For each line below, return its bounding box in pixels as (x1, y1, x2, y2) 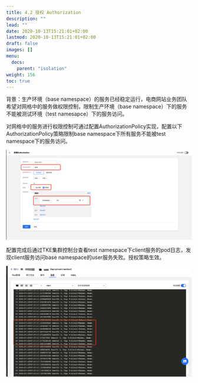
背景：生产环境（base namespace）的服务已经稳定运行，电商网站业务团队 (6, 96, 187, 103)
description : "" (6, 15, 46, 22)
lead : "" (6, 22, 28, 28)
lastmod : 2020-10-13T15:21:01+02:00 (6, 34, 96, 41)
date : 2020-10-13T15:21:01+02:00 (6, 28, 88, 34)
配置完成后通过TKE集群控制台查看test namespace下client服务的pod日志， (6, 247, 186, 254)
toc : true (6, 78, 31, 84)
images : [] (6, 47, 33, 53)
